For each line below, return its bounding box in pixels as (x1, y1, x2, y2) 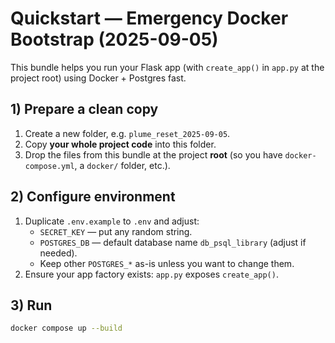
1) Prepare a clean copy (10, 101, 159, 118)
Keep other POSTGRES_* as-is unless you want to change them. (39, 257, 295, 269)
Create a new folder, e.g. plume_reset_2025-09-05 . (24, 127, 231, 139)
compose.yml (24, 161, 75, 171)
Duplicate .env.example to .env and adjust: (24, 215, 200, 227)
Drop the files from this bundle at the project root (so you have (24, 148, 283, 161)
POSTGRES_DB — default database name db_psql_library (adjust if (39, 236, 307, 248)
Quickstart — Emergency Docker (10, 7, 289, 30)
